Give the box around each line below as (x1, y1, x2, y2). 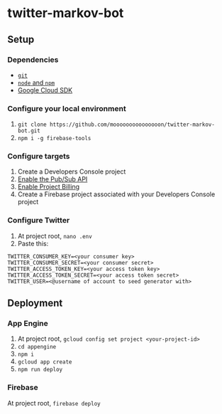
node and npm (17, 78, 55, 87)
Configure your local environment (7, 103, 126, 113)
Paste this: (17, 239, 49, 248)
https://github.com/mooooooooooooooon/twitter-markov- (49, 121, 215, 129)
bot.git (17, 127, 40, 134)
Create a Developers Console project (17, 167, 126, 176)
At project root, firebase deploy (7, 398, 101, 407)
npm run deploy (17, 366, 63, 373)
